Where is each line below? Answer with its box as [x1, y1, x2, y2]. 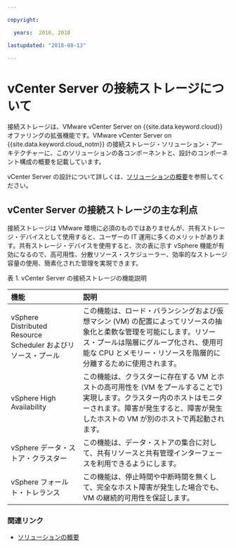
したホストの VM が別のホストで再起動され [83, 414, 225, 424]
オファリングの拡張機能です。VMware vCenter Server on [7, 131, 172, 140]
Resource [11, 330, 43, 340]
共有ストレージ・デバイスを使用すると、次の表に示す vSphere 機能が [18, 242, 219, 250]
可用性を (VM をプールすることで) [111, 382, 223, 392]
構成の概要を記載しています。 [19, 157, 105, 166]
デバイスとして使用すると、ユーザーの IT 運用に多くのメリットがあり [19, 233, 219, 241]
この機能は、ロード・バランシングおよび [83, 306, 217, 316]
